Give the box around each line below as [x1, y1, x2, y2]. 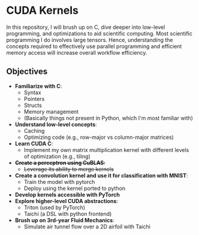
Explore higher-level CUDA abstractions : [14, 197, 119, 204]
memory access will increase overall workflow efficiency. [6, 49, 147, 56]
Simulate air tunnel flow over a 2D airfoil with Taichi [23, 223, 151, 230]
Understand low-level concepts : [14, 121, 97, 128]
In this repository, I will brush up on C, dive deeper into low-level [6, 23, 165, 31]
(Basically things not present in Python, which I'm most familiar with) [23, 114, 194, 121]
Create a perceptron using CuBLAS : [14, 159, 106, 166]
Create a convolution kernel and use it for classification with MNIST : [14, 172, 188, 179]
